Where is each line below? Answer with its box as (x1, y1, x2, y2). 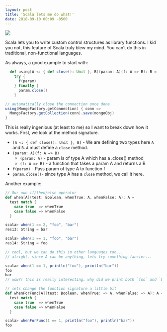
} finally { (14, 83, 39, 88)
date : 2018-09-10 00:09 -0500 (5, 16, 68, 21)
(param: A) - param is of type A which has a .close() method (19, 155, 144, 161)
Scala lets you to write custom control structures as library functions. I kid (5, 39, 156, 45)
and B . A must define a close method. (12, 145, 88, 151)
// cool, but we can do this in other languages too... (5, 249, 123, 254)
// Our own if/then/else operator (5, 190, 77, 196)
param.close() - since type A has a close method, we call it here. (12, 171, 144, 177)
